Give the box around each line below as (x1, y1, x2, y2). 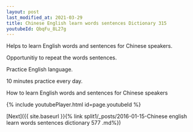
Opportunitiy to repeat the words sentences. (6, 54, 117, 61)
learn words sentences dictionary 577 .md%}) (6, 119, 121, 127)
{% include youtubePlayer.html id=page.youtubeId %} (6, 101, 141, 108)
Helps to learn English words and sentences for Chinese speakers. (6, 42, 173, 50)
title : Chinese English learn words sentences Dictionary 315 (6, 20, 167, 26)
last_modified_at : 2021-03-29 (6, 15, 83, 21)
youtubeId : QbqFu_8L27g (6, 25, 67, 32)
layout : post (6, 8, 39, 15)
